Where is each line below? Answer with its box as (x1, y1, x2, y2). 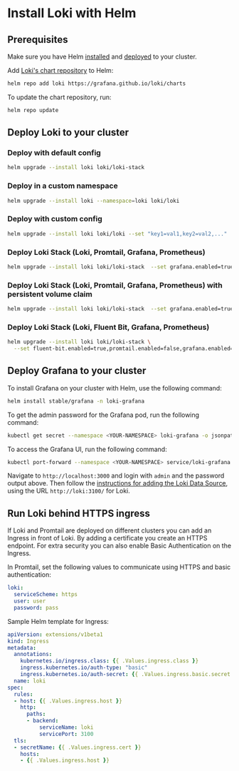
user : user (14, 598, 46, 605)
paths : (26, 710, 46, 718)
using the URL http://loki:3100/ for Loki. (7, 487, 130, 495)
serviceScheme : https (14, 591, 78, 598)
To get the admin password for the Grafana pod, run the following (7, 410, 200, 419)
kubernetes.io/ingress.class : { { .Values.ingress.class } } (20, 657, 199, 665)
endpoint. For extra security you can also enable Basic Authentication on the (7, 541, 232, 550)
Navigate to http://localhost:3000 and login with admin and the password (7, 471, 225, 480)
